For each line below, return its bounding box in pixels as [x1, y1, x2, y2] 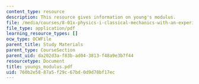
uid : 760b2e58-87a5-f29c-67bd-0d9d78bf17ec [6, 69, 115, 75]
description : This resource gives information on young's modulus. [6, 14, 176, 20]
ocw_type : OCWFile [6, 36, 52, 42]
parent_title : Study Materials [6, 42, 84, 48]
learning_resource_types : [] [6, 31, 78, 37]
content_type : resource [6, 8, 65, 15]
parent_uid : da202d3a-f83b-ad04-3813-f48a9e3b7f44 [6, 53, 134, 59]
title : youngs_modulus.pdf [6, 63, 73, 70]
